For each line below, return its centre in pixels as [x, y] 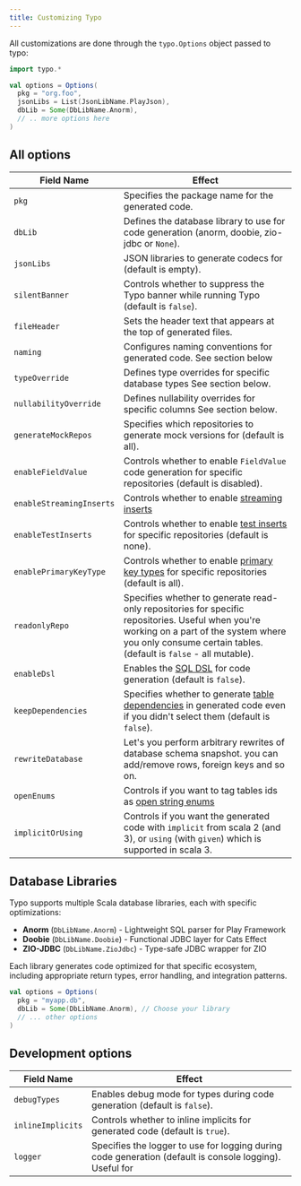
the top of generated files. [178, 332]
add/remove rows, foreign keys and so [204, 765]
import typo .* [36, 69]
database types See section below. [198, 384]
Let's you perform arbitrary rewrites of [204, 742]
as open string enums [169, 801]
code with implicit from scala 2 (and [202, 827]
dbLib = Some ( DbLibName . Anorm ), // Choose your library [124, 1009]
